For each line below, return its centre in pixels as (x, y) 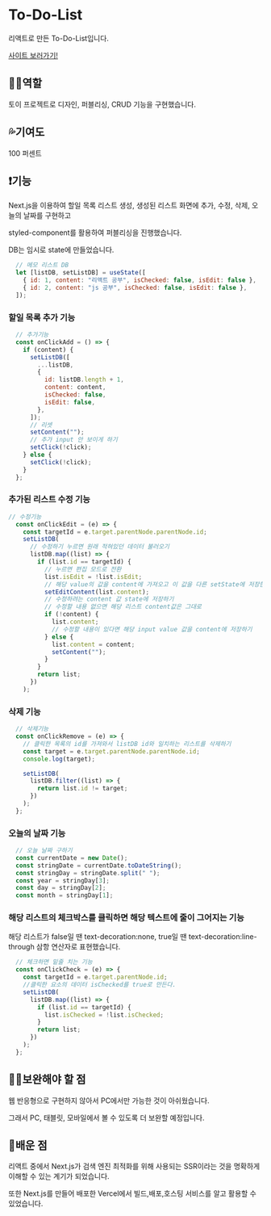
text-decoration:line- (223, 937)
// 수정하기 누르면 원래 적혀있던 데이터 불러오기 (100, 547)
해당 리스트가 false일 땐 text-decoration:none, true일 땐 (98, 937)
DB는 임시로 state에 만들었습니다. (61, 250)
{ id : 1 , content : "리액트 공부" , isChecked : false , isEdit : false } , (140, 280)
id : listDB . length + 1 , (84, 380)
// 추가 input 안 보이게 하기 (74, 440)
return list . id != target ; (83, 789)
